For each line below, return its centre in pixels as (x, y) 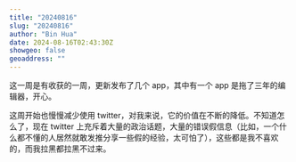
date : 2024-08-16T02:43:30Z (62, 42)
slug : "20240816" (41, 26)
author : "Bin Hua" (43, 34)
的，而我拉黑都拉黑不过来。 (60, 149)
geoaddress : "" (37, 59)
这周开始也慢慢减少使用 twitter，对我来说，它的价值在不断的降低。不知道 (144, 115)
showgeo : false (37, 51)
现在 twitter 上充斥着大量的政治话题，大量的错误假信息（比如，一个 (156, 126)
